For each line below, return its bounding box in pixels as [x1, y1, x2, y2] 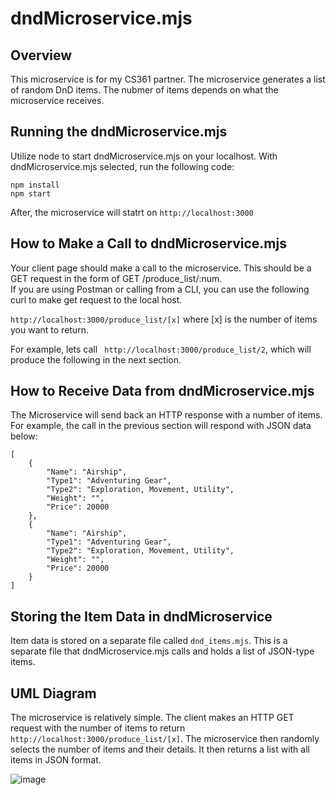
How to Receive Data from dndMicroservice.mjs [10, 383, 315, 400]
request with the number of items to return [10, 722, 186, 734]
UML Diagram [10, 685, 97, 702]
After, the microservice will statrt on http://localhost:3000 [10, 206, 254, 218]
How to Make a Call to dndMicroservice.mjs [10, 235, 287, 252]
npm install [10, 180, 60, 190]
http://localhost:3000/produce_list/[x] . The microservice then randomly [10, 733, 320, 745]
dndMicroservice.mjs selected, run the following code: [10, 160, 235, 172]
